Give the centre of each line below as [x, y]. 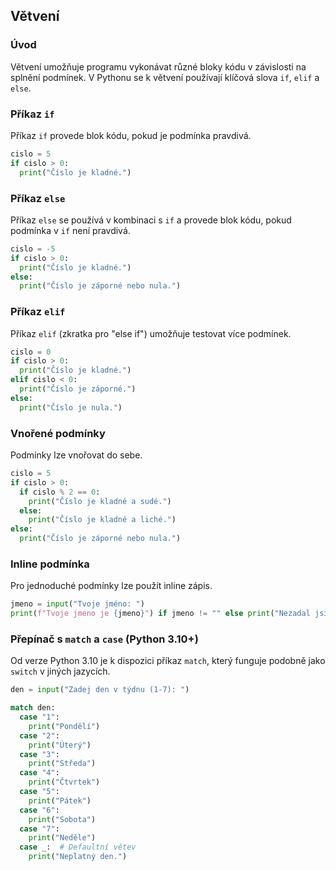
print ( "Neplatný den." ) [78, 857]
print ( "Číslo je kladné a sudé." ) [100, 501]
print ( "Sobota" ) [62, 819]
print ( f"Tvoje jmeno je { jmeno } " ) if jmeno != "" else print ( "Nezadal [160, 614]
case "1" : [39, 717]
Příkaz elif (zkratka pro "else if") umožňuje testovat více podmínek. [151, 333]
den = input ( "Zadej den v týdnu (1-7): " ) [100, 690]
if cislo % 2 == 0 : [60, 492]
